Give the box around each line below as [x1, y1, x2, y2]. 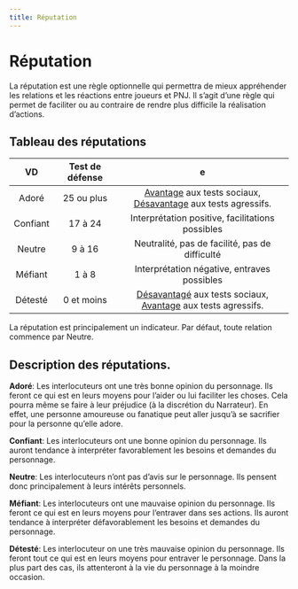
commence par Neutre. [9, 331, 95, 342]
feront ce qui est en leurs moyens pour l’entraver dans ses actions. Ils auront [9, 508, 289, 518]
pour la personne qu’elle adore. [9, 418, 124, 430]
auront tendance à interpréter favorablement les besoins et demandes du [9, 445, 277, 456]
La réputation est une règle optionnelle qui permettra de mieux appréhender [9, 81, 287, 91]
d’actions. [9, 108, 45, 120]
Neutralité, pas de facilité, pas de [134, 237, 271, 250]
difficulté [184, 249, 222, 261]
